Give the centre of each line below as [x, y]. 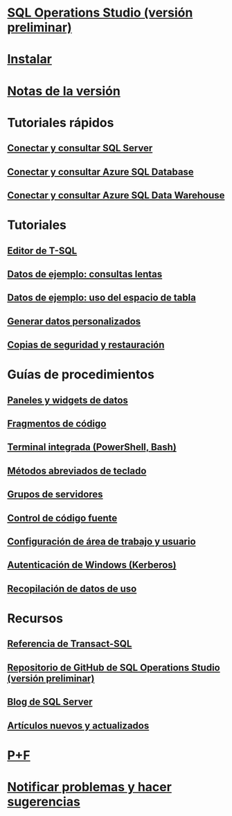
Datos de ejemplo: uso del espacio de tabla [101, 298]
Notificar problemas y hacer [89, 787]
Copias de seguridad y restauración [86, 345]
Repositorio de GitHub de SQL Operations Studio [114, 667]
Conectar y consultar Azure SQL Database [100, 172]
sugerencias [44, 801]
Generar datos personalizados [74, 321]
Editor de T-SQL [42, 251]
